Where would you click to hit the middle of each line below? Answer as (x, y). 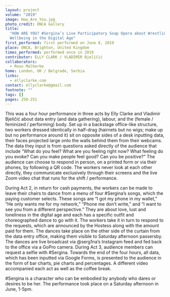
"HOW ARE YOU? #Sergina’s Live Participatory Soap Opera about (78, 33)
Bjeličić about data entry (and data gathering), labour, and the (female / (79, 119)
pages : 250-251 (21, 99)
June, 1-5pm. (19, 289)
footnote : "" (19, 90)
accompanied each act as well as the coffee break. (58, 269)
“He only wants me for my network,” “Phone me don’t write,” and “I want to (83, 204)
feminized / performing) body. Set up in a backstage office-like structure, (81, 124)
